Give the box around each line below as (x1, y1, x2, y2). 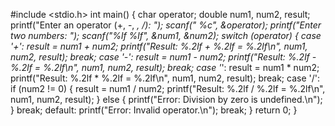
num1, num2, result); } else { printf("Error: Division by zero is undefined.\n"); (10, 94, 323, 105)
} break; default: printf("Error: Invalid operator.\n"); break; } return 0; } (10, 104, 298, 116)
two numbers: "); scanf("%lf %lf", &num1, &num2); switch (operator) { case (10, 30, 322, 41)
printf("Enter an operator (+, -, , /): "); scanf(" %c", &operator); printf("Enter (10, 19, 322, 31)
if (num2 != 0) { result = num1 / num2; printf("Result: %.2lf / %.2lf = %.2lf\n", (10, 83, 326, 94)
